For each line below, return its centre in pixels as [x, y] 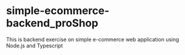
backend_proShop [52, 23]
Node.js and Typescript [35, 46]
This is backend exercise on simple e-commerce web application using [92, 39]
